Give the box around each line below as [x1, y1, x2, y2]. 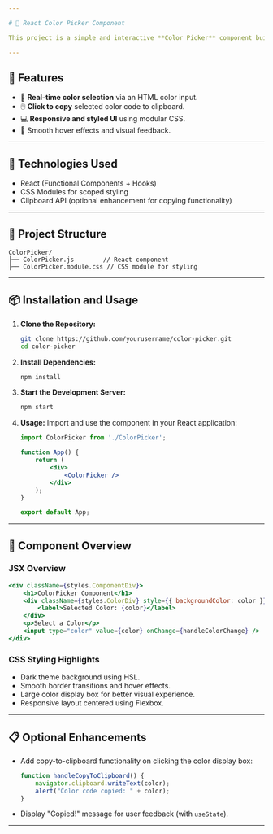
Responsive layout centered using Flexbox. [19, 698, 164, 708]
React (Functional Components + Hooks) [19, 178, 157, 188]
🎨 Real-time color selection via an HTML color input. [19, 93, 198, 103]
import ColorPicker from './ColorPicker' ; [19, 434, 167, 442]
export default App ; [19, 509, 90, 517]
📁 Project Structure [8, 227, 107, 241]
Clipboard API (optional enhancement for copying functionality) [19, 196, 233, 206]
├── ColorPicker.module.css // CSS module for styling [8, 262, 198, 271]
